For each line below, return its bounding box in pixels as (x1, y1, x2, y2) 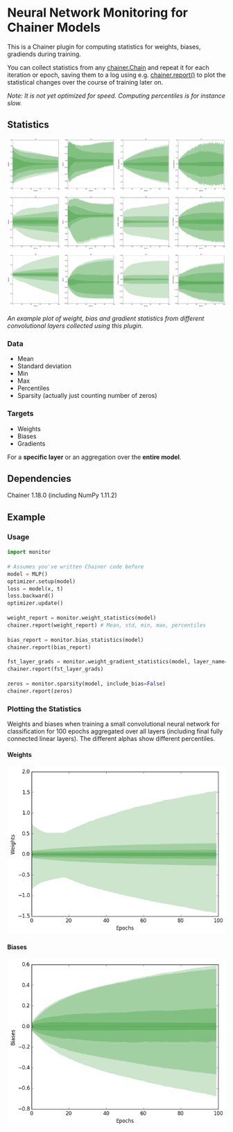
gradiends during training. (7, 50, 82, 58)
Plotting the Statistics (7, 704, 82, 713)
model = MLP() (7, 571, 49, 577)
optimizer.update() (7, 600, 64, 607)
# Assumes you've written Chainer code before (7, 563, 144, 570)
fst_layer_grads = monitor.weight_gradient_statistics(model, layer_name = (7, 659, 228, 665)
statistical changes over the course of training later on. (7, 78, 164, 86)
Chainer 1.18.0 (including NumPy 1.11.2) (7, 491, 118, 500)
